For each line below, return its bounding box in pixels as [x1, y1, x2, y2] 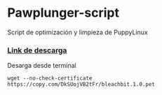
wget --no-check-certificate [7, 75, 93, 82]
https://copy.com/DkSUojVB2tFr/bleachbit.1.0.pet [7, 81, 156, 88]
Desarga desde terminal [7, 61, 77, 70]
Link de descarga [7, 45, 67, 55]
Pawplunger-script [7, 5, 119, 21]
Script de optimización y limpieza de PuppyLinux [7, 28, 149, 36]
